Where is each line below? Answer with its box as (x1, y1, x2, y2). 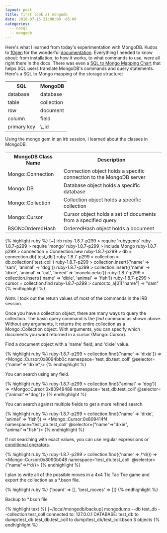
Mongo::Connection (7, 171, 54, 177)
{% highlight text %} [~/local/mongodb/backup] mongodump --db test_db (5, 506, 158, 512)
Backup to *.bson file (5, 497, 48, 502)
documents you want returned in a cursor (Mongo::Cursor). (5, 332, 127, 337)
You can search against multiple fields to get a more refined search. (5, 401, 144, 407)
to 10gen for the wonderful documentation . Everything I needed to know (5, 49, 153, 55)
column (7, 115, 25, 122)
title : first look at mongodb (5, 12, 68, 17)
